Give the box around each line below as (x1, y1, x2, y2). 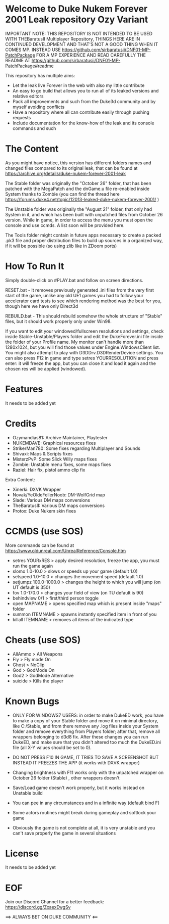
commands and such (12, 125, 56, 131)
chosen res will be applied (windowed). (5, 365, 87, 372)
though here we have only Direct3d (5, 303, 78, 309)
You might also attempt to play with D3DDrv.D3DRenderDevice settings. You (5, 349, 163, 355)
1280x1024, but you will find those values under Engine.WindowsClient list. (5, 344, 160, 350)
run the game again (12, 563, 53, 569)
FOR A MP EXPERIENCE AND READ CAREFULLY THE (36, 52, 146, 58)
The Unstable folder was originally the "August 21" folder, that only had (5, 206, 152, 212)
